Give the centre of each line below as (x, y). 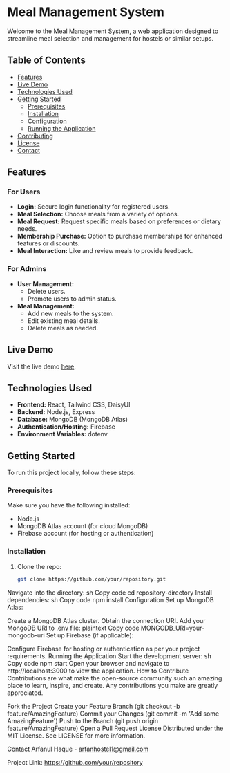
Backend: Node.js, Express (56, 412)
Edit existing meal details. (64, 320)
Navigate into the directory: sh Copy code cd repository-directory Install (110, 593)
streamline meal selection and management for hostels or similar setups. (111, 38)
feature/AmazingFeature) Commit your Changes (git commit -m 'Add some (113, 714)
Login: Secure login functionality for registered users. (94, 207)
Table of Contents (47, 60)
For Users (24, 192)
